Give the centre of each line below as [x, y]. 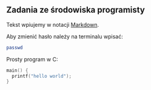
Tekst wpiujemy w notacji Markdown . [52, 24]
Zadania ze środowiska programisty [76, 10]
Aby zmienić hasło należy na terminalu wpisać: [65, 36]
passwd [15, 47]
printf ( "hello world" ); [42, 76]
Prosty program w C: [32, 59]
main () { [17, 70]
